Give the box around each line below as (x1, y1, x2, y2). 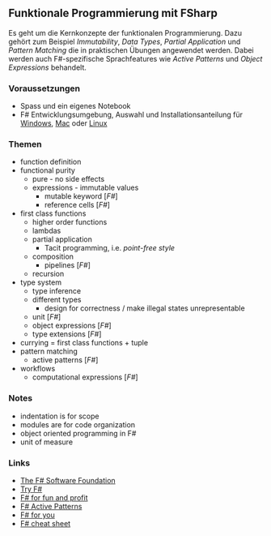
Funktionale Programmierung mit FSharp (8, 6, 218, 20)
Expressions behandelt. (8, 62, 87, 72)
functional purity (19, 165, 75, 175)
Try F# (19, 484, 43, 494)
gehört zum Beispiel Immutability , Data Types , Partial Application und (8, 36, 241, 46)
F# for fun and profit (19, 493, 88, 502)
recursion (32, 269, 65, 279)
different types (32, 295, 82, 305)
